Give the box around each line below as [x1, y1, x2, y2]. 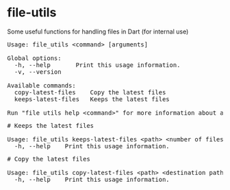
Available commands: [7, 81, 77, 90]
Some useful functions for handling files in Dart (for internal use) [7, 27, 189, 36]
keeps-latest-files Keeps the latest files [14, 95, 170, 103]
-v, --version [14, 68, 62, 76]
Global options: [7, 54, 62, 62]
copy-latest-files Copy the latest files [14, 88, 166, 96]
